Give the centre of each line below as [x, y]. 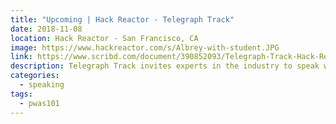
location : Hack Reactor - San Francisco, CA [104, 38]
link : [21, 57]
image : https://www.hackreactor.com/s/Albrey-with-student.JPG [145, 47]
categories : [35, 76]
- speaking [42, 85]
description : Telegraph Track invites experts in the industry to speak [165, 66]
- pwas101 [39, 103]
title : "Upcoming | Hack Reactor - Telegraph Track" [122, 19]
